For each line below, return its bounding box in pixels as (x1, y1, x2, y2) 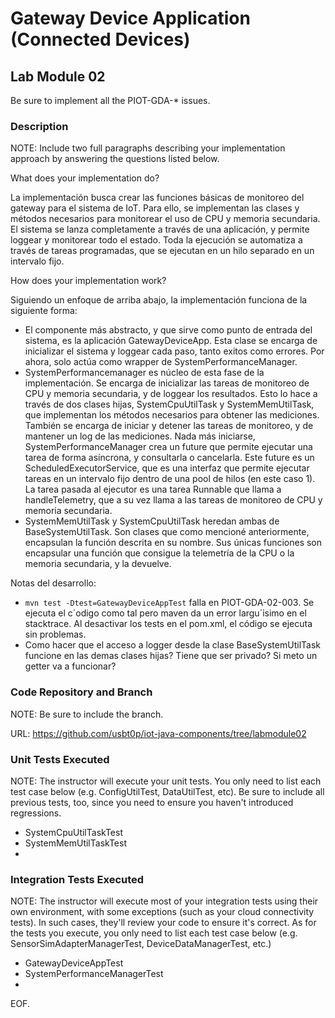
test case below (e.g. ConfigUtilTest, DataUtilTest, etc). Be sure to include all (10, 785, 325, 797)
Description (10, 119, 69, 133)
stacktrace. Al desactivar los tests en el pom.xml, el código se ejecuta (24, 618, 313, 630)
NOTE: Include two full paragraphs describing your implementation (10, 142, 286, 154)
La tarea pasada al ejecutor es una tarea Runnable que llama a (24, 483, 282, 496)
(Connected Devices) (10, 28, 191, 51)
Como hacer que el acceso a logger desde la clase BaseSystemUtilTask (24, 639, 321, 651)
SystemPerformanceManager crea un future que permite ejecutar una (24, 441, 313, 453)
